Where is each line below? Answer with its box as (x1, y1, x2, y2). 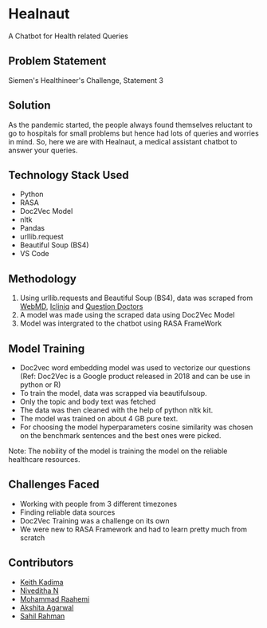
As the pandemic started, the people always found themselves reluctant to (8, 120, 253, 129)
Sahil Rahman (19, 611, 65, 621)
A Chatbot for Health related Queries (8, 31, 129, 41)
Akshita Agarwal (19, 602, 74, 612)
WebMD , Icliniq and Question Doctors (19, 302, 143, 311)
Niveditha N (19, 586, 59, 595)
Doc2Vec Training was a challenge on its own (19, 515, 170, 525)
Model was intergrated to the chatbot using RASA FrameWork (19, 318, 222, 328)
